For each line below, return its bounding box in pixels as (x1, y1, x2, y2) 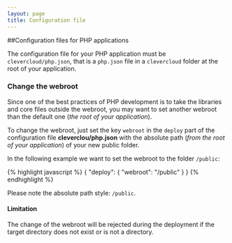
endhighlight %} (7, 175, 54, 184)
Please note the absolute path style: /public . (7, 189, 136, 197)
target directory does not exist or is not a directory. (7, 228, 154, 236)
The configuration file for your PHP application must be (7, 50, 166, 58)
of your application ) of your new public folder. (7, 140, 140, 149)
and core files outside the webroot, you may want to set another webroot (7, 105, 217, 113)
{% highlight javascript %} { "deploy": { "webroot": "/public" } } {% (7, 168, 199, 176)
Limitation (7, 205, 37, 213)
